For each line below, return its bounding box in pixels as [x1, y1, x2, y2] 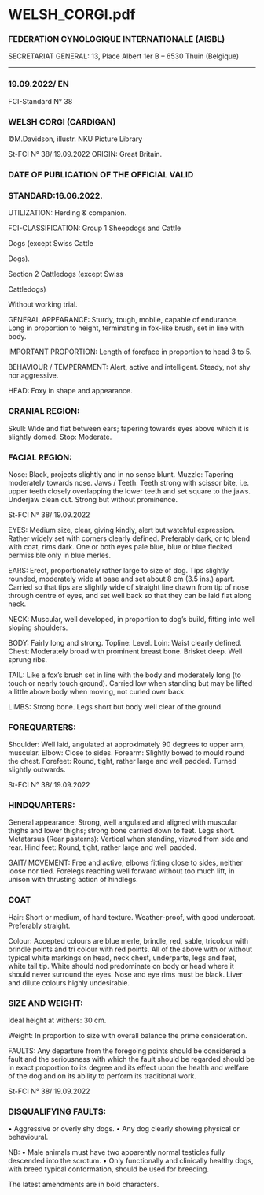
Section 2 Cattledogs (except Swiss [8, 270, 123, 279]
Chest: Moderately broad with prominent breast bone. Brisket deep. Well [8, 646, 243, 656]
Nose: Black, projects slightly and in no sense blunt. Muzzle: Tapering [8, 469, 234, 478]
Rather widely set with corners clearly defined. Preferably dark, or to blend [8, 534, 251, 543]
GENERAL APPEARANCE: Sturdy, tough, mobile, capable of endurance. [8, 315, 238, 325]
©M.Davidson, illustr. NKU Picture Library [8, 134, 143, 143]
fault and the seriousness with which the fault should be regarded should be [8, 1055, 255, 1064]
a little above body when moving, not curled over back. [8, 687, 186, 696]
